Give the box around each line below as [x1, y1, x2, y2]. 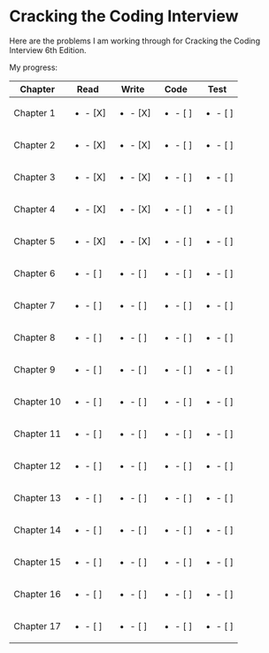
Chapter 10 [13, 396, 62, 408]
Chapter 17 [13, 619, 62, 632]
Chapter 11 [13, 427, 62, 440]
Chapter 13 [13, 491, 62, 503]
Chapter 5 [13, 234, 56, 247]
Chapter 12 [13, 459, 62, 472]
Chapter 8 [13, 331, 56, 343]
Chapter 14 [13, 524, 62, 536]
